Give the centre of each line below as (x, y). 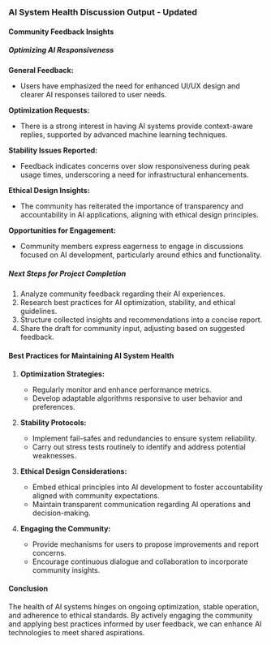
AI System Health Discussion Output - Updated (103, 12)
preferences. (54, 406)
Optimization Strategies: (62, 374)
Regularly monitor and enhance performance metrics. (122, 389)
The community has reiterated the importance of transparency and (131, 206)
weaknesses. (54, 455)
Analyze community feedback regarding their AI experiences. (123, 294)
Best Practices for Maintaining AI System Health (91, 356)
